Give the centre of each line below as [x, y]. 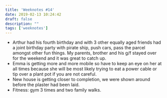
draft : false [19, 19]
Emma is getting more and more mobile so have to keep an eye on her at [87, 64]
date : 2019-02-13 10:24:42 [33, 14]
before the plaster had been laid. [46, 85]
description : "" [22, 24]
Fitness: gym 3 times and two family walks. [57, 90]
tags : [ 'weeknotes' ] [27, 28]
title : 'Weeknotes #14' [30, 10]
